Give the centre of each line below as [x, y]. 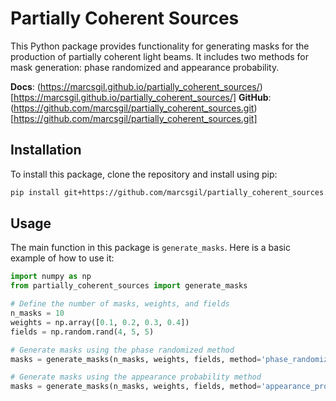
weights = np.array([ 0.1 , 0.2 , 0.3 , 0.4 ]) [100, 322]
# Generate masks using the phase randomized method [122, 350]
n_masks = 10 [37, 313]
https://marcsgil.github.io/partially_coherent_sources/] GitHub [141, 97]
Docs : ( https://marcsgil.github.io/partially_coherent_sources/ [135, 86]
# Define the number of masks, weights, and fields [120, 304]
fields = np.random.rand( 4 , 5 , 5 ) [82, 332]
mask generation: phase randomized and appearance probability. [145, 67]
